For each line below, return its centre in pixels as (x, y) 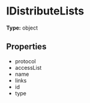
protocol (25, 61)
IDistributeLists (45, 11)
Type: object (22, 28)
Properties (26, 47)
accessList (28, 67)
